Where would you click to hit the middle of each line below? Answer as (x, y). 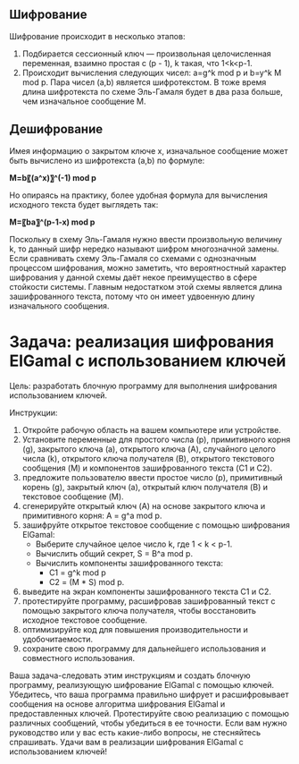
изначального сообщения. (59, 306)
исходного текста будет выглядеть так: (84, 204)
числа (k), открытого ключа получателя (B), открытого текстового (148, 458)
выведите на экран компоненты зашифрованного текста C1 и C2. (147, 591)
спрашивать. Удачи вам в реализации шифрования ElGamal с (126, 742)
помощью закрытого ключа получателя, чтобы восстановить (139, 610)
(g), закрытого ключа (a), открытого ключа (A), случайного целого (149, 449)
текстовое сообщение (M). (73, 497)
